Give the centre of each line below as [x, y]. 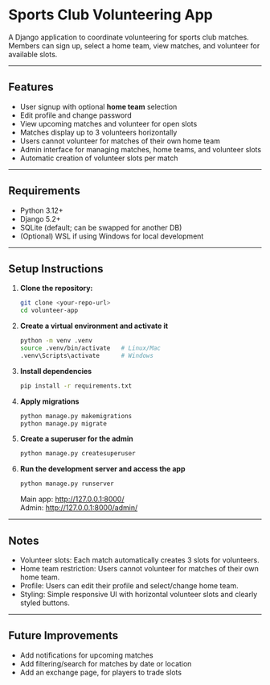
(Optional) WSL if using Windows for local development [112, 236]
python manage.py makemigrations [76, 416]
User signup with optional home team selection [98, 106]
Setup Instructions [56, 269]
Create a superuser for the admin [77, 439]
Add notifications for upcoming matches [87, 655]
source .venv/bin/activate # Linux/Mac [90, 348]
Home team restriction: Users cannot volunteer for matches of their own [139, 568]
